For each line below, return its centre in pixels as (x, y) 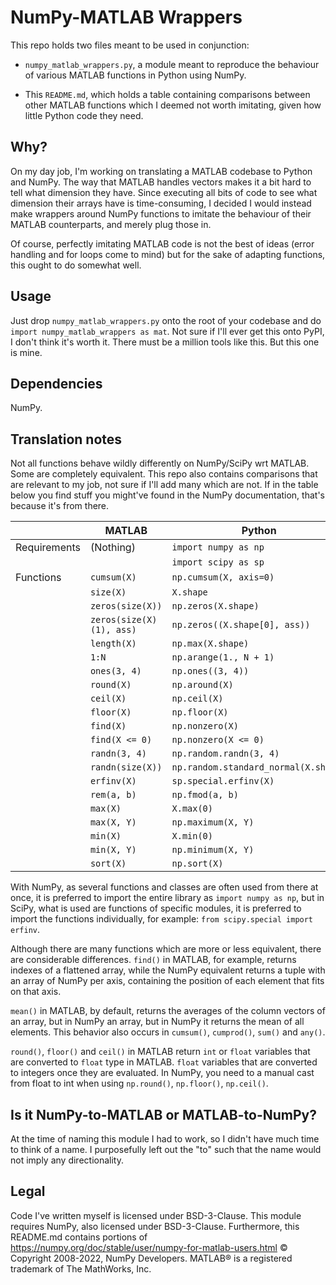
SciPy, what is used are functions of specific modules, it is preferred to (156, 908)
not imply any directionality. (67, 1160)
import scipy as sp (218, 562)
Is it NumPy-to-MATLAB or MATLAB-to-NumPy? (163, 1114)
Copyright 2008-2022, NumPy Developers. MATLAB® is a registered (151, 1258)
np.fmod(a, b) (205, 795)
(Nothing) (112, 548)
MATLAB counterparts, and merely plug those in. (111, 224)
